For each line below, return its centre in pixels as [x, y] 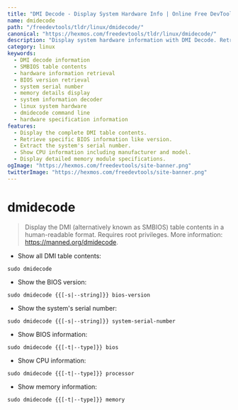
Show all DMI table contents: [59, 255]
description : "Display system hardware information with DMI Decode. [112, 40]
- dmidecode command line [52, 113]
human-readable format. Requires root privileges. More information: [124, 234]
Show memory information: [57, 387]
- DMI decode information [52, 60]
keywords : [22, 54]
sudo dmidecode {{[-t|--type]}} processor [71, 373]
